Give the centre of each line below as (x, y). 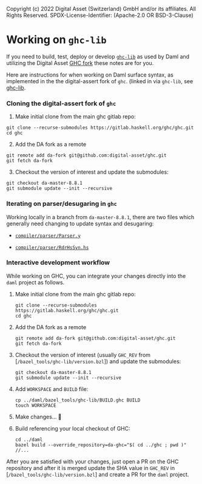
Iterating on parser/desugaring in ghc (62, 204)
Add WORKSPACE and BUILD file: (52, 389)
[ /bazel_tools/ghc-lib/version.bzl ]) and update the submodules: (98, 361)
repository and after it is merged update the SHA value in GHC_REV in (90, 468)
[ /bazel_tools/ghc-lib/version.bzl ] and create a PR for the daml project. (98, 474)
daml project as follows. (35, 282)
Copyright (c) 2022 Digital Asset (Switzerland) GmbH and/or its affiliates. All (101, 9)
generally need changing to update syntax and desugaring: (80, 223)
